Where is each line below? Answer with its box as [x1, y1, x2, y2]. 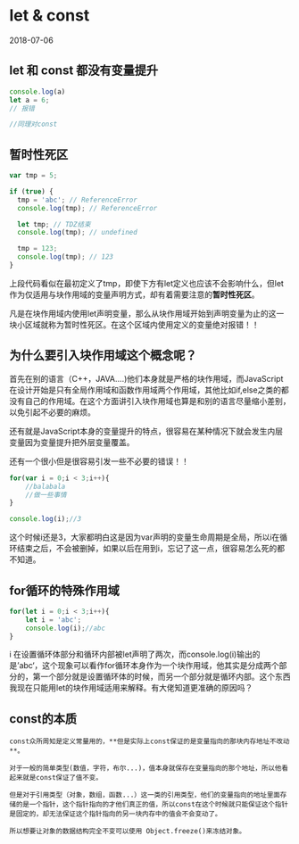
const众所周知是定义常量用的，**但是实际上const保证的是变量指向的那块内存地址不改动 [9, 737, 290, 746]
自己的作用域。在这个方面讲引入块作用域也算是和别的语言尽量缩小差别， [24, 395, 291, 406]
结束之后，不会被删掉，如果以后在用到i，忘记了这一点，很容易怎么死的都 [16, 543, 286, 554]
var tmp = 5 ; [9, 171, 58, 180]
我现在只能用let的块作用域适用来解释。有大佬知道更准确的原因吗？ [9, 683, 253, 693]
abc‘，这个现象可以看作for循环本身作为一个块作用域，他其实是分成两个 [19, 660, 279, 671]
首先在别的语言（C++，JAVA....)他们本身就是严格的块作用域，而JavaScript [9, 373, 284, 384]
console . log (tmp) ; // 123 [17, 252, 114, 261]
